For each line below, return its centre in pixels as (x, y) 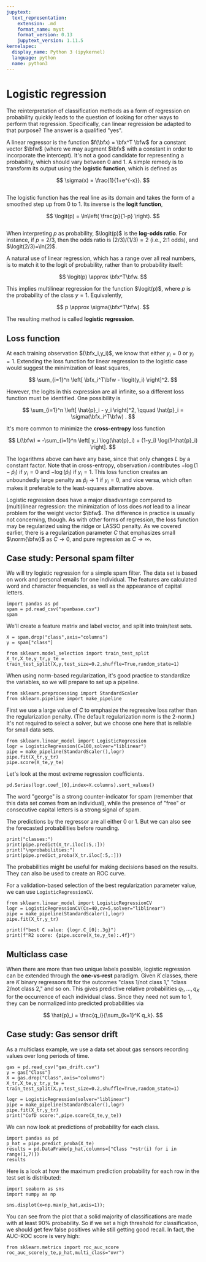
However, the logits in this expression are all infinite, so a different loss (95, 392)
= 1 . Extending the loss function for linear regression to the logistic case (97, 361)
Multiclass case (37, 954)
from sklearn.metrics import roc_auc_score (63, 1247)
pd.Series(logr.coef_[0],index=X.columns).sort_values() (81, 785)
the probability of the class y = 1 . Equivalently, (64, 295)
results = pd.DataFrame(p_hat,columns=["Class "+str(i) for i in (91, 1149)
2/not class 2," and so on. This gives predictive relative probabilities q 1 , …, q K (103, 989)
